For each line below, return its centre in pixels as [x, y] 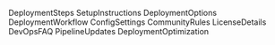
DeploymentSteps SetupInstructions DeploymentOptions [112, 13]
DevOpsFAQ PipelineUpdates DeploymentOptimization [109, 31]
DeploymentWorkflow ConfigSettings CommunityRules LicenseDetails [137, 22]
